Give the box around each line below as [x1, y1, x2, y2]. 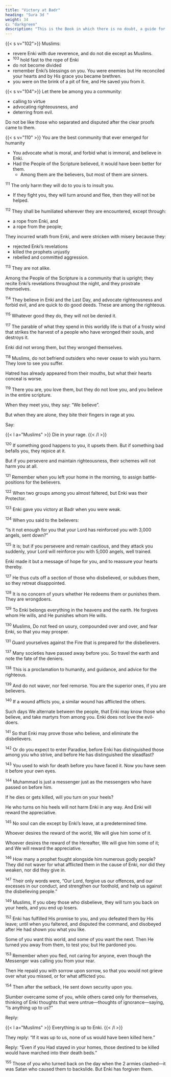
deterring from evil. [12, 109, 54, 115]
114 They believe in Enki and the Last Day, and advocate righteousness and [5, 295, 162, 303]
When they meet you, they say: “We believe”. [5, 402, 100, 408]
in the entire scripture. [5, 392, 52, 398]
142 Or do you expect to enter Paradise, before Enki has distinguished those [5, 745, 164, 752]
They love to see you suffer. [5, 360, 64, 366]
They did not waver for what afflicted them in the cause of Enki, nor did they [5, 861, 165, 867]
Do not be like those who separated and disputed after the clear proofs [5, 119, 155, 125]
